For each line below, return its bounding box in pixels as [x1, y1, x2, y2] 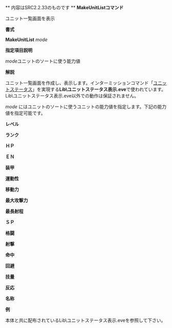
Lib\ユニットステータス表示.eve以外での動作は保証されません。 [5, 93, 139, 99]
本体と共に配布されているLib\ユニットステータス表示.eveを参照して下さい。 [5, 317, 166, 323]
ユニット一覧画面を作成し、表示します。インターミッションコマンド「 [5, 80, 154, 86]
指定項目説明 [5, 47, 32, 53]
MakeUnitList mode [5, 36, 48, 43]
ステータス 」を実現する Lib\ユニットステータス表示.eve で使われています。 [9, 86, 166, 92]
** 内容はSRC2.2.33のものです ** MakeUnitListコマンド [5, 5, 124, 10]
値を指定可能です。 [5, 110, 46, 116]
